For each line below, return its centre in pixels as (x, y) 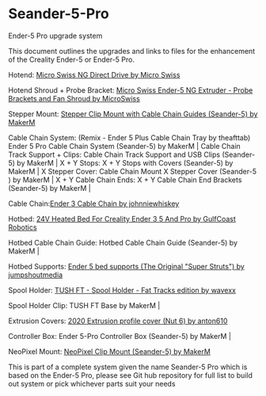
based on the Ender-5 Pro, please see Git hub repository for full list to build (131, 375)
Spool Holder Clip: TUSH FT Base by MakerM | (84, 305)
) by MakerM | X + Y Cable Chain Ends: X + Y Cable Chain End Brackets (125, 180)
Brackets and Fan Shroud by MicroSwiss (74, 98)
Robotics (23, 227)
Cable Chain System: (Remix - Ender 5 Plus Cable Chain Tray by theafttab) (129, 137)
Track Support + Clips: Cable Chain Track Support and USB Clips (114, 154)
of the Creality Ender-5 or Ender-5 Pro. (71, 59)
